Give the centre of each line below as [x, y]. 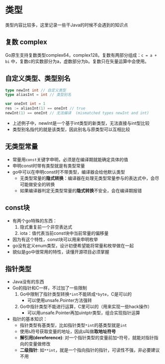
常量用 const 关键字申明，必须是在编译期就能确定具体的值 [70, 159]
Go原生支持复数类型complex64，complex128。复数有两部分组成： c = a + [81, 55]
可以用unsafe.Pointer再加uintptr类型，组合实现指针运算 [83, 313]
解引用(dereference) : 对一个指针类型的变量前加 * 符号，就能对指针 [87, 338]
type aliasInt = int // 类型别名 [38, 95]
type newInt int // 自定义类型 [36, 90]
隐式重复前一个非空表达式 [46, 227]
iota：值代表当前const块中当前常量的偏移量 [64, 233]
